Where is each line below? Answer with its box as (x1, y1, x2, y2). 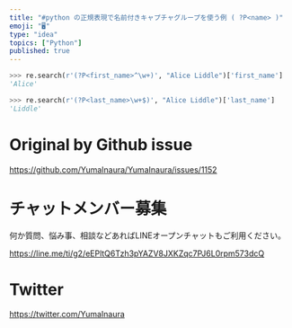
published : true (9, 47, 70, 56)
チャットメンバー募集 (9, 199, 167, 218)
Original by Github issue (9, 134, 193, 155)
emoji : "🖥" (9, 22, 51, 31)
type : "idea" (9, 30, 58, 39)
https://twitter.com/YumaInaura (9, 309, 126, 320)
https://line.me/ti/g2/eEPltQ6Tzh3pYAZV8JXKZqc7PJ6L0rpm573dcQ (9, 248, 265, 259)
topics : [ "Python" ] (9, 38, 83, 48)
